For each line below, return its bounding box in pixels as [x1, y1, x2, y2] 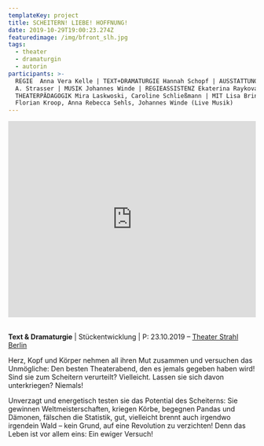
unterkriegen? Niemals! [8, 381, 84, 390]
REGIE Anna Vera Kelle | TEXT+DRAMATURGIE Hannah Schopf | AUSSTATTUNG [15, 77, 258, 85]
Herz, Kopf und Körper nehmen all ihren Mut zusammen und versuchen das [8, 356, 253, 365]
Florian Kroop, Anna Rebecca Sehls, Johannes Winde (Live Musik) [15, 99, 234, 107]
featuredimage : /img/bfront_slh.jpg [8, 33, 128, 42]
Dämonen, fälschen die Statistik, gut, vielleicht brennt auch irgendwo [8, 413, 231, 422]
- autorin [15, 63, 47, 71]
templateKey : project [8, 11, 79, 20]
